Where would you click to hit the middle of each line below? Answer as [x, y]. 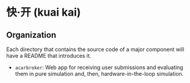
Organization [31, 35]
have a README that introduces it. [49, 56]
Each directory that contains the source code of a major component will [95, 49]
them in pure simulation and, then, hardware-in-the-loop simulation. [99, 74]
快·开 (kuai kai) [44, 12]
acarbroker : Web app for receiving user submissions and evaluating [99, 67]
